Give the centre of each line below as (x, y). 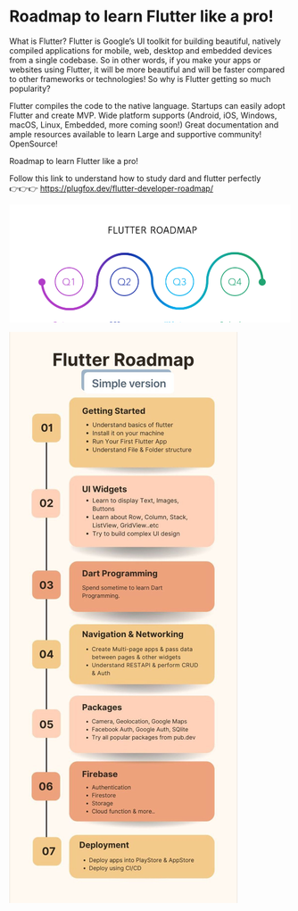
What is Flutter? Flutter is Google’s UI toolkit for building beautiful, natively (145, 41)
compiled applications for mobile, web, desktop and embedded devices (141, 50)
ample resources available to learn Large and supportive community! (136, 134)
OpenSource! (33, 144)
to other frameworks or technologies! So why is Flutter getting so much (140, 79)
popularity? (30, 88)
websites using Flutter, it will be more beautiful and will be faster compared (147, 70)
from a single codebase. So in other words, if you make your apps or (135, 60)
